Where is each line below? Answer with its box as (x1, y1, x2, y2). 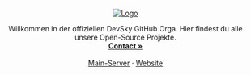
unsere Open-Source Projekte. (74, 32, 177, 42)
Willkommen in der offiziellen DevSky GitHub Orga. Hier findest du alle (8, 24, 243, 33)
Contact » (108, 41, 143, 51)
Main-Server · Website (87, 58, 164, 68)
